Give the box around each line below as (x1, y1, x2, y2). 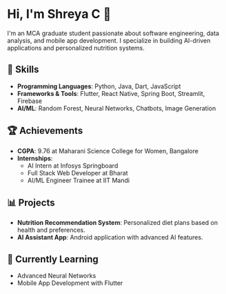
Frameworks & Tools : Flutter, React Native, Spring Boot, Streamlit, (17, 89, 205, 97)
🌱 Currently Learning (7, 253, 99, 265)
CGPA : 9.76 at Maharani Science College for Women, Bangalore (17, 146, 198, 155)
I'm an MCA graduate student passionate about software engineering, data (7, 29, 219, 37)
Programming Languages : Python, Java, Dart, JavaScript (17, 82, 181, 90)
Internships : (17, 154, 53, 162)
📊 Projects (7, 197, 55, 208)
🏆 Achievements (7, 125, 83, 137)
